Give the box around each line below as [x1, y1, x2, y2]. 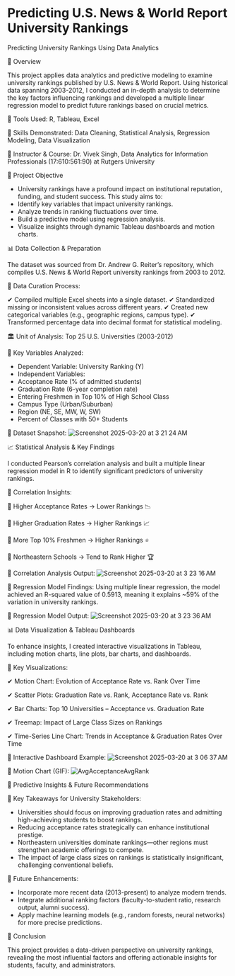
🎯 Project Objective [7, 171, 64, 179]
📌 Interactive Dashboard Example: [7, 753, 107, 761]
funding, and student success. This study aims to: [17, 192, 163, 200]
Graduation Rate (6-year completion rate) [17, 385, 138, 393]
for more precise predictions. [17, 918, 102, 926]
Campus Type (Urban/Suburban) [17, 399, 114, 408]
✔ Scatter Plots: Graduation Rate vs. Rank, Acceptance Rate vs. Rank [7, 691, 208, 699]
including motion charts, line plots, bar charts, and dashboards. [7, 649, 192, 658]
